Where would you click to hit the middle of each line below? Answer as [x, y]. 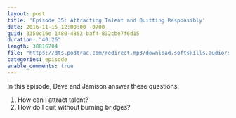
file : [15, 53]
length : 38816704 [33, 46]
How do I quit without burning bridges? [74, 107]
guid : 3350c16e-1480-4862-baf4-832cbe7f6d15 [73, 33]
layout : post [26, 14]
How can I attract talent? [53, 100]
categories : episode [38, 60]
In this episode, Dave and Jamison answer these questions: [93, 86]
